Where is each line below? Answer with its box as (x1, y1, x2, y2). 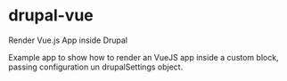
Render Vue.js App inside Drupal (8, 35, 128, 45)
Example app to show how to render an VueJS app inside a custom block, (8, 52, 279, 62)
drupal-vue (8, 5, 94, 26)
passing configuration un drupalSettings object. (8, 61, 184, 72)
